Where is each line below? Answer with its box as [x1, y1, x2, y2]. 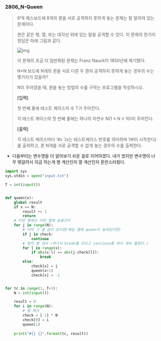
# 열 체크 [22, 308, 40, 314]
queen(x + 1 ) [31, 268, 54, 273]
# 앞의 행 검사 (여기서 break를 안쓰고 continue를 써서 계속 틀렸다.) [22, 241, 149, 246]
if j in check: [22, 231, 54, 237]
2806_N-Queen [5, 3, 43, 10]
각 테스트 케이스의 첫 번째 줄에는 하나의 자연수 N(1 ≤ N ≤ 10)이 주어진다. [17, 116, 154, 122]
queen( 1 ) [22, 322, 40, 327]
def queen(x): [5, 195, 34, 200]
